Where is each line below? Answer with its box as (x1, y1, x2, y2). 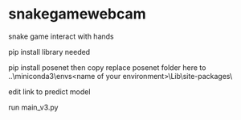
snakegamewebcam (8, 5, 146, 23)
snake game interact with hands (8, 31, 114, 41)
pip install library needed (8, 47, 91, 56)
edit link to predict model (8, 86, 91, 97)
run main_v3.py (8, 102, 59, 112)
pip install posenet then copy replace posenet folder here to (8, 62, 206, 72)
